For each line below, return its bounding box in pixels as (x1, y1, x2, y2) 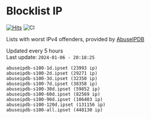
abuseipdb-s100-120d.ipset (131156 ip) (6, 102, 106, 108)
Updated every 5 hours (6, 47, 64, 54)
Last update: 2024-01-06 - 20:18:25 (6, 53, 95, 60)
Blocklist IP (6, 4, 63, 18)
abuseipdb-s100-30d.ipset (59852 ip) (6, 86, 101, 92)
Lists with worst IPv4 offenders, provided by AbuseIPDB (6, 35, 145, 42)
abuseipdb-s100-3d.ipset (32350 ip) (6, 75, 98, 81)
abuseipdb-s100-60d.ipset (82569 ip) (6, 91, 101, 97)
